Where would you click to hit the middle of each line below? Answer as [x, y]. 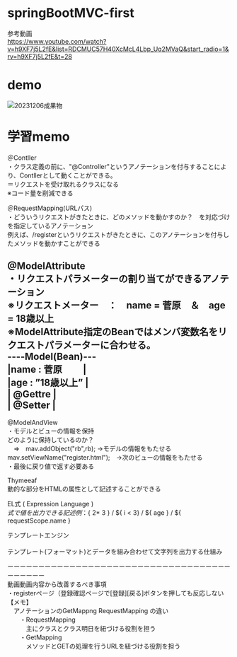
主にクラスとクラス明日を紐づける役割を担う [91, 628]
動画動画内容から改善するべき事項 [57, 584]
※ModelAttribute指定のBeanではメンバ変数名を [112, 332]
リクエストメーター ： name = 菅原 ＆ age [120, 306]
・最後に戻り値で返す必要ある [51, 466]
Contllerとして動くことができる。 [68, 175]
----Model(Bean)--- [52, 357]
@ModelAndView [33, 422]
